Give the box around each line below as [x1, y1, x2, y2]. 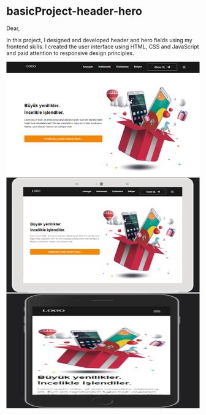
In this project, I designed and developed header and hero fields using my [6, 36, 193, 43]
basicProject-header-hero [6, 4, 143, 18]
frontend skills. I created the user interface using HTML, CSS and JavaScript [6, 43, 199, 50]
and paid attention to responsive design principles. [6, 49, 134, 56]
